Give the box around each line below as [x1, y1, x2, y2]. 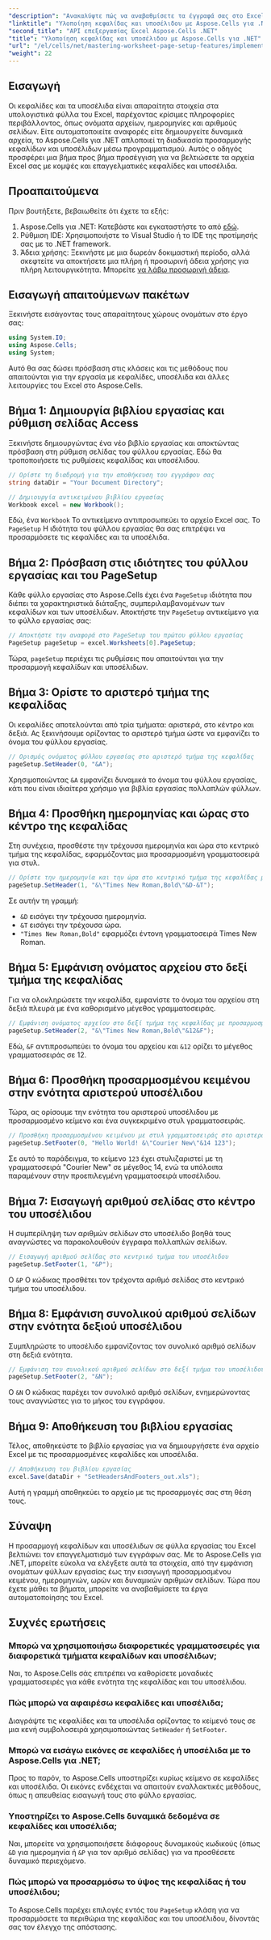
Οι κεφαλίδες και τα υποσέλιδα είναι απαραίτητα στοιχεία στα [8, 100, 219, 110]
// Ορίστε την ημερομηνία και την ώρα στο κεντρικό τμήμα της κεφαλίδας [8, 874, 258, 882]
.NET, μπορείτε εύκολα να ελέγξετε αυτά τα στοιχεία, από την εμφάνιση [8, 1558, 253, 1568]
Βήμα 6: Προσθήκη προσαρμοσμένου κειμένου [8, 1074, 251, 1087]
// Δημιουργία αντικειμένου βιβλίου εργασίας [8, 493, 164, 502]
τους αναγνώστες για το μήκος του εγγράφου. [8, 1396, 165, 1406]
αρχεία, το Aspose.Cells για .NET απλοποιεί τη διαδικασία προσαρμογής [8, 135, 252, 145]
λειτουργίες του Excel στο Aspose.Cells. [8, 381, 144, 391]
